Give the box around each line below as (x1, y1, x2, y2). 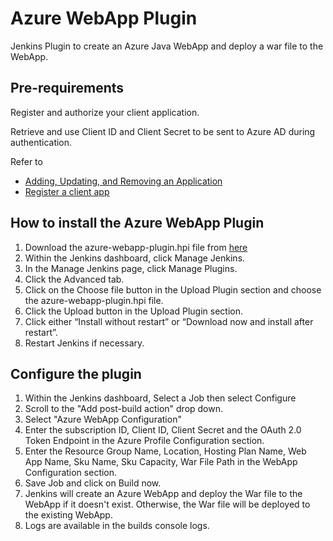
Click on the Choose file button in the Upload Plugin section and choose (24, 283, 322, 296)
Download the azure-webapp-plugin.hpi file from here (24, 241, 248, 253)
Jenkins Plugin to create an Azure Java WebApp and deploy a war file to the (10, 40, 324, 52)
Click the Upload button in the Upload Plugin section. (24, 305, 243, 317)
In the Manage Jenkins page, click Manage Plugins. (24, 262, 238, 274)
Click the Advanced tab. (24, 273, 125, 285)
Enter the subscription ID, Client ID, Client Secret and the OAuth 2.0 (24, 424, 302, 436)
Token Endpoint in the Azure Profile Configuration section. (24, 435, 265, 447)
